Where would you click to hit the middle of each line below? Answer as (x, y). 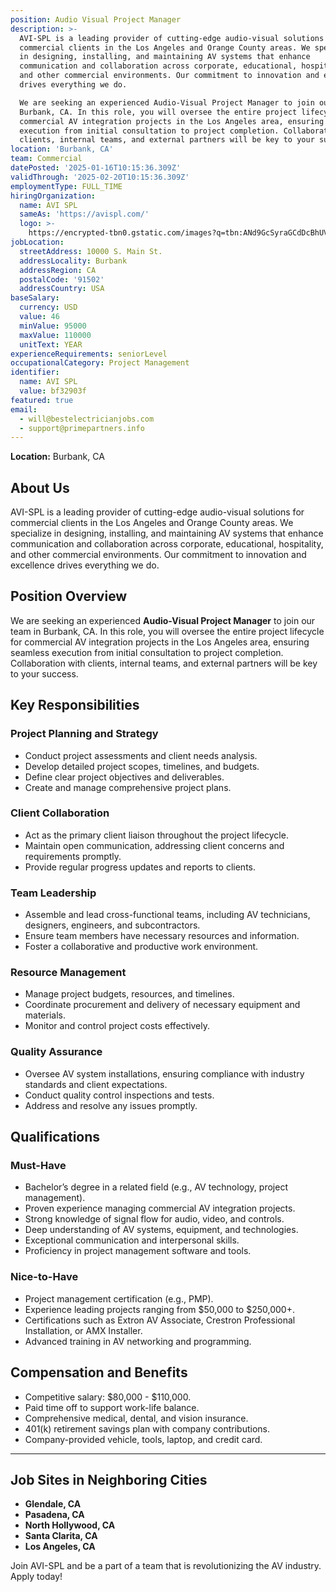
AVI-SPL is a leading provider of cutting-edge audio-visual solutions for (157, 512)
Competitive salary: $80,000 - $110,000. (108, 1397)
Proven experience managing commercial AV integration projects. (160, 1208)
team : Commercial (46, 159)
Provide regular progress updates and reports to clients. (140, 867)
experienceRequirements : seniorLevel (89, 354)
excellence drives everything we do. (85, 565)
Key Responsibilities (75, 705)
